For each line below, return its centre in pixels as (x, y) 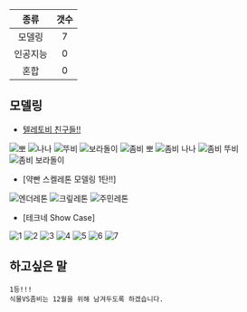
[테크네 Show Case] (59, 217)
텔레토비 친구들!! (52, 129)
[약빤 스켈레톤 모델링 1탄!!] (69, 179)
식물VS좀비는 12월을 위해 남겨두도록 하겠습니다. (87, 299)
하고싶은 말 (38, 266)
